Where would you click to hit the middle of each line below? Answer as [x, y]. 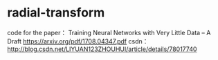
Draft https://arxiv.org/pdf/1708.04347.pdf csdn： [78, 41]
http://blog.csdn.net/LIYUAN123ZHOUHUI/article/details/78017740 [102, 49]
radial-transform [56, 13]
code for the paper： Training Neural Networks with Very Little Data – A [109, 32]
